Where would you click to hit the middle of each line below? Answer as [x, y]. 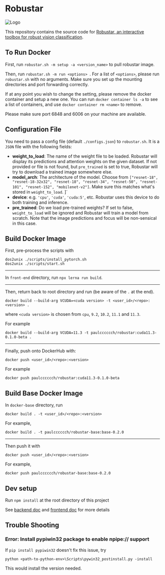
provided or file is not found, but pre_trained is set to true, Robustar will [85, 167]
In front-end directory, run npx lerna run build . [54, 278]
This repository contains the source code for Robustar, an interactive [75, 32]
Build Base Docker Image [44, 393]
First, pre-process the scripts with [40, 251]
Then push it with [23, 446]
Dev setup [21, 488]
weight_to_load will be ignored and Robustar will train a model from [80, 213]
